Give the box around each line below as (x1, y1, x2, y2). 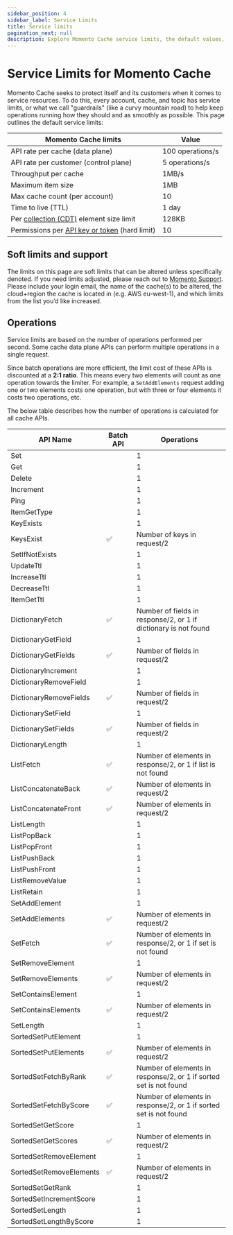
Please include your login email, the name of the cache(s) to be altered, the (7, 282, 222, 290)
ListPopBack (10, 831, 52, 840)
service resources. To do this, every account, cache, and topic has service (7, 96, 221, 105)
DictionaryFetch (10, 615, 62, 624)
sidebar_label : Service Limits (7, 17, 98, 24)
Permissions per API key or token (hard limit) (10, 225, 156, 235)
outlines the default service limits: (7, 119, 104, 127)
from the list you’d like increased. (7, 296, 102, 305)
